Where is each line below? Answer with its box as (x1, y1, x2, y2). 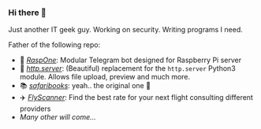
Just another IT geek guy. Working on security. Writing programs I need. (8, 25, 243, 35)
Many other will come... (19, 112, 96, 122)
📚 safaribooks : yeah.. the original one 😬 (19, 81, 151, 90)
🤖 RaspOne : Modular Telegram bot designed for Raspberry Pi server (19, 55, 242, 65)
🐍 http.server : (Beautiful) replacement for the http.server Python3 (19, 64, 237, 73)
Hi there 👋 (8, 7, 47, 18)
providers (19, 104, 51, 113)
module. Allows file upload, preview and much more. (19, 72, 191, 82)
